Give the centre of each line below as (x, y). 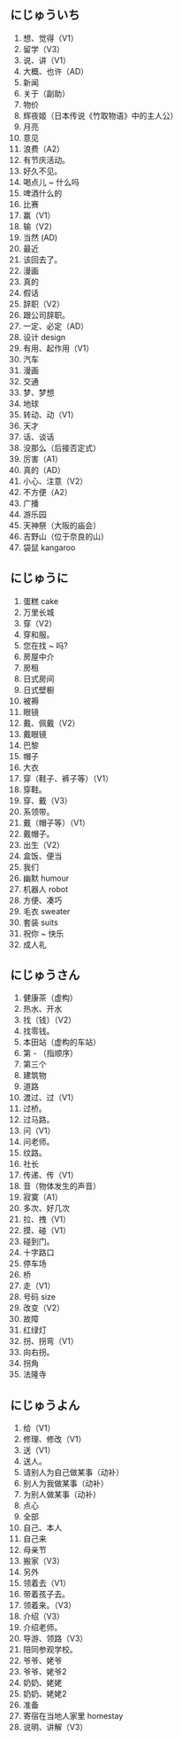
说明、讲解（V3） (55, 1727)
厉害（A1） (42, 459)
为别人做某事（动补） (61, 1495)
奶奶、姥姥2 (45, 1694)
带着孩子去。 (46, 1594)
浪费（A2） (43, 149)
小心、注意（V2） (55, 481)
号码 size (39, 1297)
